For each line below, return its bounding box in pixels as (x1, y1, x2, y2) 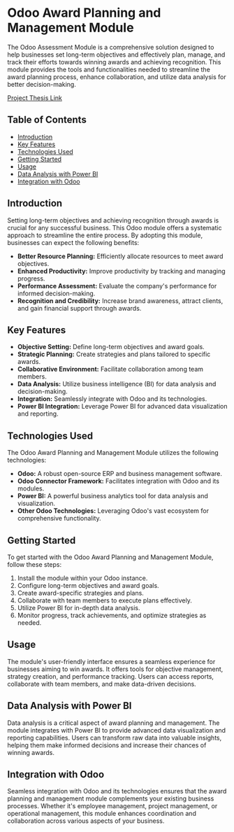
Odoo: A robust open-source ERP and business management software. (17, 470, 222, 478)
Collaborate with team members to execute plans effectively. (17, 596, 192, 605)
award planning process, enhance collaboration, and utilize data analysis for (7, 72, 226, 81)
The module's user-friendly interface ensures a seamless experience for (7, 657, 216, 665)
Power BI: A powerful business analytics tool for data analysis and (17, 492, 208, 500)
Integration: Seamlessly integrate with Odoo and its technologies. (17, 395, 207, 403)
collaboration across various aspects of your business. (7, 817, 165, 825)
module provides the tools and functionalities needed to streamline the (7, 65, 211, 73)
